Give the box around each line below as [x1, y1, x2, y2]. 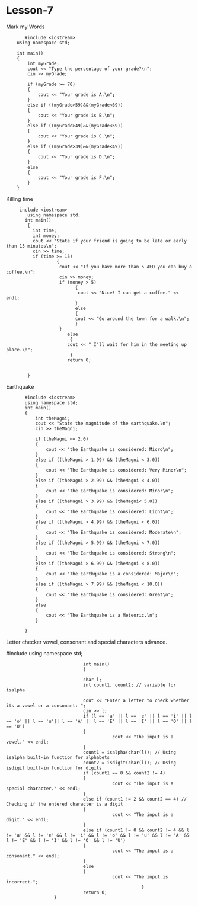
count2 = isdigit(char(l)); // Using [82, 760, 177, 766]
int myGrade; [27, 60, 60, 66]
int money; [32, 232, 60, 239]
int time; [32, 228, 58, 233]
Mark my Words [6, 23, 45, 30]
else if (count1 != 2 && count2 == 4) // [82, 796, 187, 802]
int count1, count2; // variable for [82, 682, 177, 688]
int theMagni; [35, 415, 70, 421]
